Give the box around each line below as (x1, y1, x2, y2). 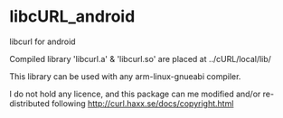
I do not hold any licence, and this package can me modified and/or (9, 88, 261, 99)
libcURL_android (9, 6, 136, 27)
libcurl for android (9, 36, 76, 47)
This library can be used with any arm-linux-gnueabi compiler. (9, 70, 241, 82)
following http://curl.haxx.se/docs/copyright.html (51, 97, 234, 109)
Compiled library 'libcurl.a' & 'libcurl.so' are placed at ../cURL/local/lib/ (9, 53, 271, 64)
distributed (9, 97, 50, 109)
